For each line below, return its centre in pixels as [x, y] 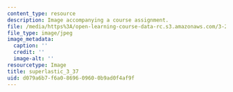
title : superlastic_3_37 [43, 71]
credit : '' [29, 53]
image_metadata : [31, 39]
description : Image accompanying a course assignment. [88, 20]
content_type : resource [42, 13]
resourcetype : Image [37, 65]
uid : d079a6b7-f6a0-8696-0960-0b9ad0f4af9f [71, 78]
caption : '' [31, 46]
